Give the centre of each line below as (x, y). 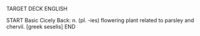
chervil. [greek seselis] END (41, 27)
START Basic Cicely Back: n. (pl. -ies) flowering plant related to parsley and (100, 20)
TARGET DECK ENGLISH (37, 9)
